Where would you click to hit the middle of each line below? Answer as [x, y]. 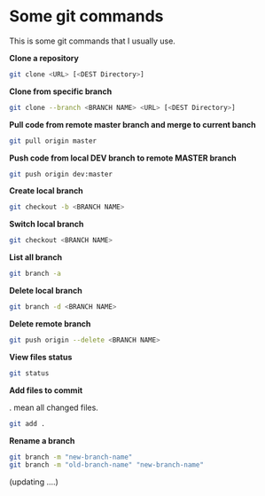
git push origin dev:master [61, 174]
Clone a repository [44, 58]
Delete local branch [46, 291]
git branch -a [35, 274]
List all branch [36, 257]
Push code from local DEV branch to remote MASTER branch [123, 158]
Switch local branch [47, 224]
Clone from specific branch [61, 91]
